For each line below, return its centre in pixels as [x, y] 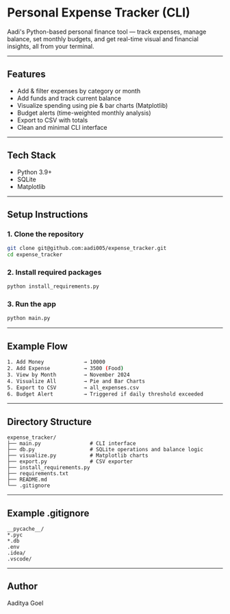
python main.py [29, 318]
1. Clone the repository [46, 234]
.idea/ [16, 553]
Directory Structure [50, 421]
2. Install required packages [54, 272]
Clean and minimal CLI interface [62, 127]
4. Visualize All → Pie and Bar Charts [76, 381]
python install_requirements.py [53, 286]
